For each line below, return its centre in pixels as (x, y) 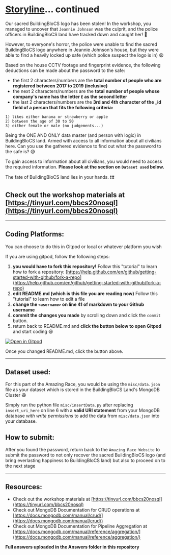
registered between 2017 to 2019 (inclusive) (60, 86)
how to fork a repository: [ (40, 272)
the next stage (20, 466)
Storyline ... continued (52, 9)
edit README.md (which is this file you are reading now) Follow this (85, 293)
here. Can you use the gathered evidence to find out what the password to (83, 146)
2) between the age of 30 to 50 (39, 121)
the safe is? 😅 (20, 151)
